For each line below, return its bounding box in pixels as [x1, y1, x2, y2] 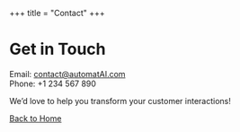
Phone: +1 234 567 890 [9, 78, 97, 89]
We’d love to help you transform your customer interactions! [9, 95, 232, 106]
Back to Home [9, 112, 62, 124]
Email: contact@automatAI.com [9, 68, 126, 79]
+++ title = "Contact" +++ [9, 8, 105, 18]
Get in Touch [9, 40, 106, 59]
